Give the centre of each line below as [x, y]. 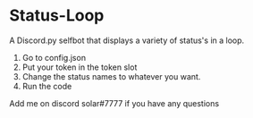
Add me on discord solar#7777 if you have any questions [114, 103]
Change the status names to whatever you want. [111, 76]
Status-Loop [57, 16]
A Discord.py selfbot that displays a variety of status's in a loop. [127, 40]
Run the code [47, 86]
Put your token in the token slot [80, 67]
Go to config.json [54, 57]
